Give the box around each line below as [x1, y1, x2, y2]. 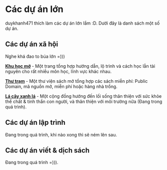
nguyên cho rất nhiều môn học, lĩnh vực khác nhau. [5, 68, 112, 74]
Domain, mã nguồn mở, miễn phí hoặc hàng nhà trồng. [5, 83, 118, 89]
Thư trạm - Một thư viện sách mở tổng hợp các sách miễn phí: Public [5, 78, 148, 84]
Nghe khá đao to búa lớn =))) [5, 53, 65, 59]
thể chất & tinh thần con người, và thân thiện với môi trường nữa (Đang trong [5, 98, 162, 104]
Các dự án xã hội [5, 40, 59, 49]
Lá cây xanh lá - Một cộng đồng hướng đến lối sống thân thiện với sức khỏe [5, 93, 162, 99]
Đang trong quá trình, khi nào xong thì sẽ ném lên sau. [5, 131, 117, 137]
